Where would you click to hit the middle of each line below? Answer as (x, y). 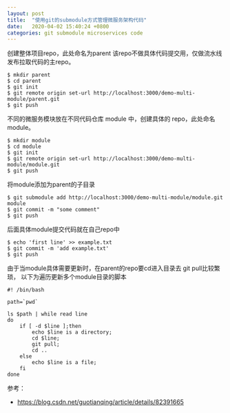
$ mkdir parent (29, 75)
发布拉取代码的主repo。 (41, 62)
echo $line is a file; (64, 363)
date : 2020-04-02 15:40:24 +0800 (58, 26)
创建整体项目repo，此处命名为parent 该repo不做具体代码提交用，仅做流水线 (115, 53)
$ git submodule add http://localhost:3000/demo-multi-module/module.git (115, 198)
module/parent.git (33, 99)
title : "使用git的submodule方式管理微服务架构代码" (77, 20)
